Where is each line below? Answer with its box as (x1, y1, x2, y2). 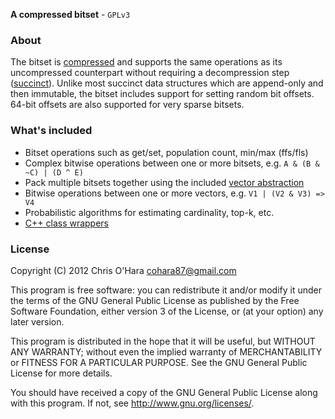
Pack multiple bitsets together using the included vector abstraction (24, 176, 305, 188)
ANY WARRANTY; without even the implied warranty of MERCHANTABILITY (10, 345, 323, 358)
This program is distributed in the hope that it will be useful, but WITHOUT (10, 335, 316, 347)
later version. (10, 315, 65, 328)
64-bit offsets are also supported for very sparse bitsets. (10, 99, 245, 111)
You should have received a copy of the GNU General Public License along (10, 386, 318, 398)
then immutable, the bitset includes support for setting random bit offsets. (10, 88, 315, 100)
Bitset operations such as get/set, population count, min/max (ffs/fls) (24, 146, 309, 158)
